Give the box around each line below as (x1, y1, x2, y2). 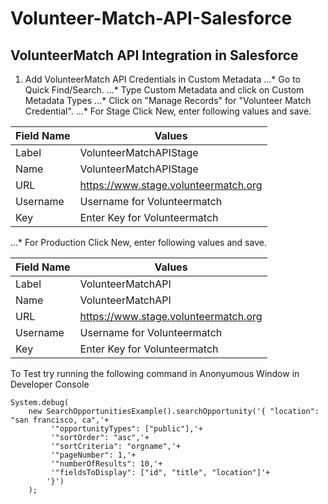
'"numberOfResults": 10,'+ (50, 459, 163, 469)
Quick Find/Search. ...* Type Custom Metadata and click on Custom (24, 84, 305, 96)
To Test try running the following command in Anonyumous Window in (10, 368, 300, 379)
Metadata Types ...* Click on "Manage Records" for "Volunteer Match (24, 95, 312, 106)
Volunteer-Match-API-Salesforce (10, 7, 293, 30)
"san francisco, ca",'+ (10, 415, 110, 425)
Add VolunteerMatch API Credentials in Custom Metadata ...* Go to (24, 73, 301, 85)
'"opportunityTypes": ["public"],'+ (50, 424, 203, 434)
